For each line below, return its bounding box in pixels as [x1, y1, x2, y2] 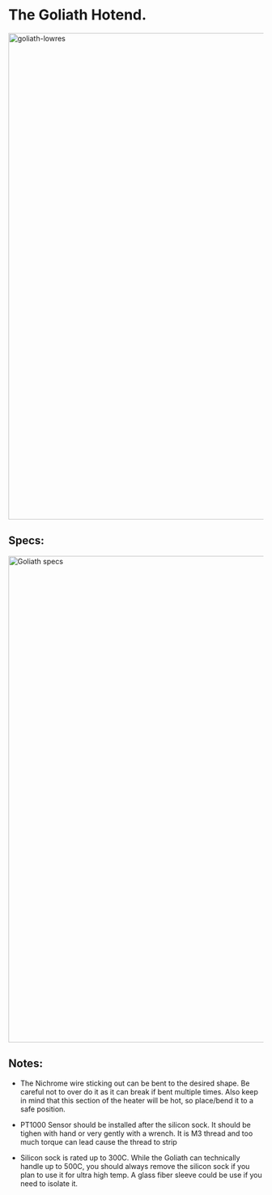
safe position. [19, 1104, 66, 1114]
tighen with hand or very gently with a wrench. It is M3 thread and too [19, 1129, 253, 1138]
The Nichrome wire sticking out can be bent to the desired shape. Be [19, 1078, 250, 1088]
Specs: [8, 533, 45, 548]
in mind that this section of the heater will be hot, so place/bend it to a [19, 1095, 253, 1105]
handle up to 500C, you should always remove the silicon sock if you [19, 1161, 250, 1171]
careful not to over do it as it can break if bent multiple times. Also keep [19, 1086, 259, 1096]
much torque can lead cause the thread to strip [19, 1137, 178, 1146]
